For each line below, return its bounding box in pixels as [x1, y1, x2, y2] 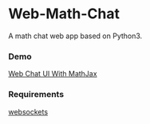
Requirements [8, 89, 65, 100]
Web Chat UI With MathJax [8, 69, 97, 79]
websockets [8, 107, 49, 116]
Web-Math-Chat [8, 5, 120, 23]
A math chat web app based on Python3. [8, 31, 143, 41]
